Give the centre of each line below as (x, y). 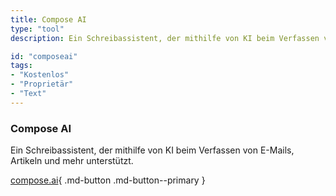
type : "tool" (37, 29)
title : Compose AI (48, 19)
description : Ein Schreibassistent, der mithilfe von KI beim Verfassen (165, 38)
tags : (21, 66)
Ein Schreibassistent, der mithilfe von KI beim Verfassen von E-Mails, (152, 150)
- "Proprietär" (42, 84)
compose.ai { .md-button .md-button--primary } (108, 180)
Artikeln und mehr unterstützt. (72, 161)
